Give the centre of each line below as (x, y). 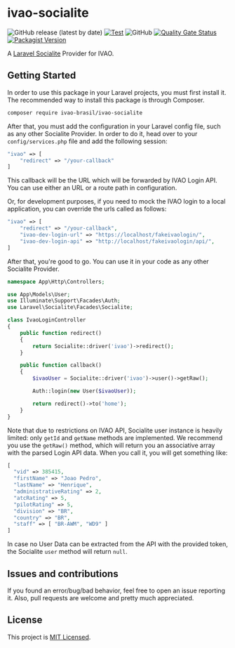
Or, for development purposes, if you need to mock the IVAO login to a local (116, 201)
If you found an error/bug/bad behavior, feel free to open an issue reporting (116, 590)
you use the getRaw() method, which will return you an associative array (111, 445)
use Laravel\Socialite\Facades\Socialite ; (70, 308)
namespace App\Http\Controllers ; (56, 282)
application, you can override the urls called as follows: (87, 209)
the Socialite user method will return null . (67, 552)
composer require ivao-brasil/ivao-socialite (75, 113)
